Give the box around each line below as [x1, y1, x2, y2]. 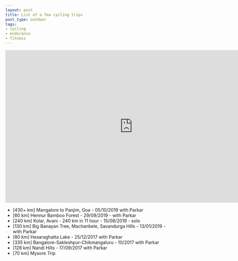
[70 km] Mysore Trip [12, 250, 56, 256]
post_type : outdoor [5, 17, 47, 22]
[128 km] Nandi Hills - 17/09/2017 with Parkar [12, 245, 108, 251]
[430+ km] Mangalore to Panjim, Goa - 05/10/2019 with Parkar [12, 207, 143, 213]
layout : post [5, 7, 33, 13]
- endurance [5, 31, 31, 36]
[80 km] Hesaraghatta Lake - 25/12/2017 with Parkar [12, 234, 123, 240]
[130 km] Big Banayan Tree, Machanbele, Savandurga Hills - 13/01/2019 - [12, 223, 166, 229]
